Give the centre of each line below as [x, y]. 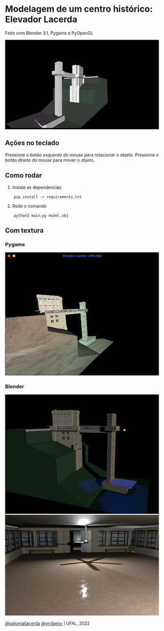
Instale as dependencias [37, 187]
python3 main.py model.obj [41, 216]
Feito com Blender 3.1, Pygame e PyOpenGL [49, 33]
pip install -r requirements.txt [48, 197]
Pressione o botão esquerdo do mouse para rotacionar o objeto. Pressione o [82, 155]
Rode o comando [29, 206]
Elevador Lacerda [41, 19]
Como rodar [24, 176]
